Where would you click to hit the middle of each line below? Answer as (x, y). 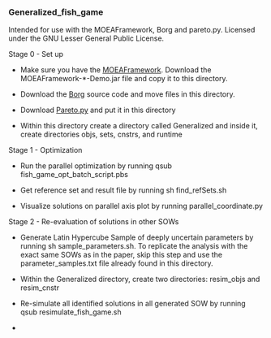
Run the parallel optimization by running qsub (96, 166)
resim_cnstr (39, 288)
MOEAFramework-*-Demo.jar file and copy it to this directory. (124, 79)
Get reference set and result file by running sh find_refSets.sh (123, 190)
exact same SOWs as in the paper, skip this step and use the (121, 255)
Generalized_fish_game (56, 12)
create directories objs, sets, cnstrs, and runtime (101, 134)
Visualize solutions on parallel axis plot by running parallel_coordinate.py (142, 206)
